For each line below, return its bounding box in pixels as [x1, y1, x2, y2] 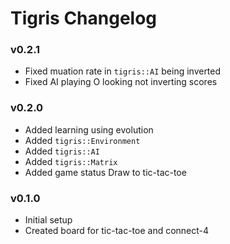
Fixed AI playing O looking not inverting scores [24, 76, 218, 88]
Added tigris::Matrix [24, 155, 118, 167]
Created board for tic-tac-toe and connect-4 [24, 225, 210, 237]
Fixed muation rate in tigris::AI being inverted [24, 65, 222, 77]
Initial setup [24, 214, 73, 226]
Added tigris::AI [24, 145, 100, 157]
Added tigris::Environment [24, 134, 141, 146]
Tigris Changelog [10, 7, 158, 30]
